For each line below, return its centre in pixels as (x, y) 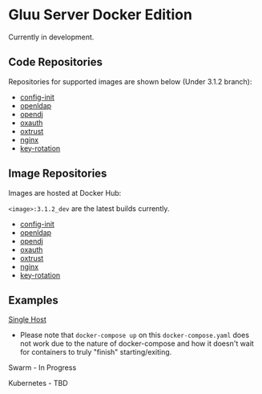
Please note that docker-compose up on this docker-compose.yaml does (135, 335)
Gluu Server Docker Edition (100, 15)
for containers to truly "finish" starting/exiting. (96, 352)
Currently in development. (51, 37)
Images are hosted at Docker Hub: (65, 193)
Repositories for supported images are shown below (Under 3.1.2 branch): (130, 81)
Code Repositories (55, 62)
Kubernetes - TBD (38, 384)
